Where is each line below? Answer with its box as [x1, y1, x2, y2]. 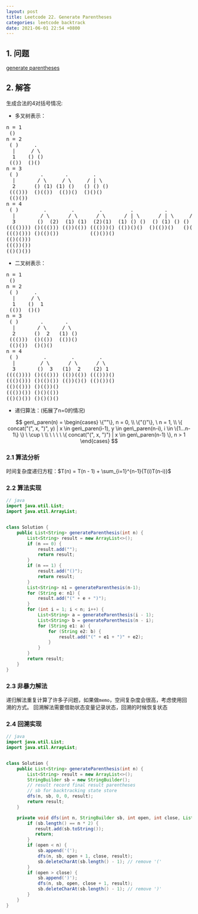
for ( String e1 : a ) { [37, 623, 91, 629]
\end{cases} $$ [80, 437, 118, 444]
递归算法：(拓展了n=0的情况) [14, 407, 85, 414]
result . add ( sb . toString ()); [35, 826, 104, 831]
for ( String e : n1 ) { [27, 590, 81, 596]
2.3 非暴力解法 [6, 682, 48, 690]
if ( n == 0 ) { [27, 540, 62, 547]
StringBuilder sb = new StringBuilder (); [27, 777, 131, 783]
